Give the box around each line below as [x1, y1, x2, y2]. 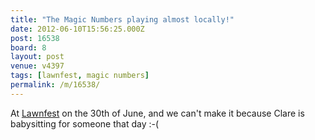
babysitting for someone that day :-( [10, 117, 160, 130]
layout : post [10, 52, 65, 62]
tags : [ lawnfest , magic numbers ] [10, 71, 150, 81]
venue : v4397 [10, 61, 65, 71]
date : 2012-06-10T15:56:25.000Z [10, 24, 145, 34]
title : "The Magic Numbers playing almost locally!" [10, 14, 235, 25]
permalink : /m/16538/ [10, 80, 101, 90]
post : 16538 [10, 33, 60, 43]
